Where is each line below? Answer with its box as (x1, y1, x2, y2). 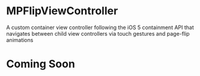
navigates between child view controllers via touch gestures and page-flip (6, 30, 190, 37)
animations (6, 36, 34, 43)
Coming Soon (6, 58, 75, 71)
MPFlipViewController (6, 4, 118, 18)
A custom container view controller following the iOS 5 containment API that (6, 24, 194, 31)
